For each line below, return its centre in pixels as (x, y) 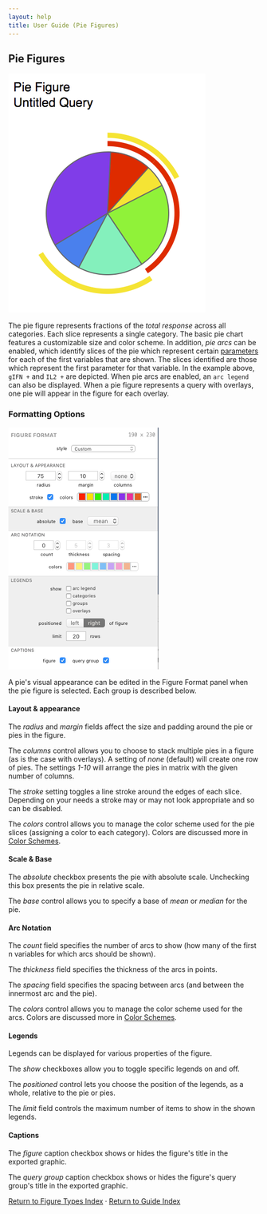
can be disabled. (35, 808)
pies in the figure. (37, 734)
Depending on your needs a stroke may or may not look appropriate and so (132, 800)
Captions (24, 1136)
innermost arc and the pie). (53, 993)
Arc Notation (30, 928)
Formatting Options (47, 414)
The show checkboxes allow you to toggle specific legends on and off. (124, 1069)
